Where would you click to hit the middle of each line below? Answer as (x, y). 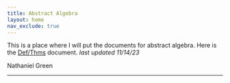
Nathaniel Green (30, 66)
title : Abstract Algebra (42, 13)
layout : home (26, 20)
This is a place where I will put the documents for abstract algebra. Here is (112, 46)
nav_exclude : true (33, 26)
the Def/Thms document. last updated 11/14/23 (73, 52)
